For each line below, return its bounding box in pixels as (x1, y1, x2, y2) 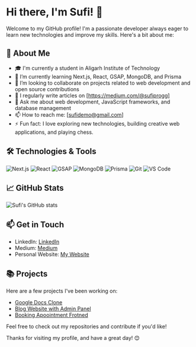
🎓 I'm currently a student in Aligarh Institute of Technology (14, 65, 160, 72)
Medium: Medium (14, 245, 58, 252)
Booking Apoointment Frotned (14, 311, 88, 319)
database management (14, 104, 72, 111)
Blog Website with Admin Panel (14, 305, 91, 312)
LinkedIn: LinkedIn (14, 238, 60, 245)
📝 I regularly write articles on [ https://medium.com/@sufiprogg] (14, 92, 170, 99)
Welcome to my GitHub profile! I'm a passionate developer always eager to (6, 25, 188, 32)
